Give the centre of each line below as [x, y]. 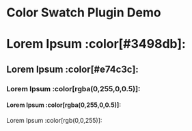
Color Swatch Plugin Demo [84, 13]
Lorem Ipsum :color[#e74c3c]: [73, 69]
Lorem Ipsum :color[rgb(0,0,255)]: [54, 120]
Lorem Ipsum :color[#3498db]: [96, 44]
